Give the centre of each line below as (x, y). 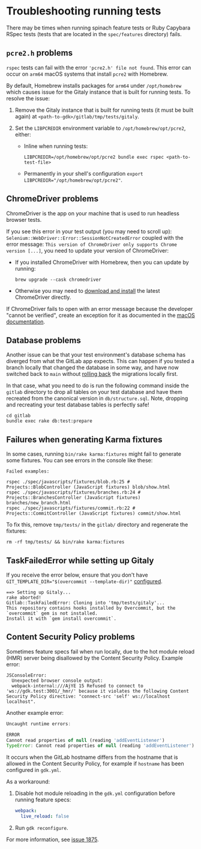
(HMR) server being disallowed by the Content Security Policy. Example (94, 658)
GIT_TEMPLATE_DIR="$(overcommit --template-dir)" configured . (85, 581)
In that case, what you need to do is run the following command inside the (97, 385)
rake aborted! (24, 598)
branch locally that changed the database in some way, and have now (92, 367)
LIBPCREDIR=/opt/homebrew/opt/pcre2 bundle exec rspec (94, 157)
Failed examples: (28, 471)
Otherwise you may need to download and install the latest (87, 290)
